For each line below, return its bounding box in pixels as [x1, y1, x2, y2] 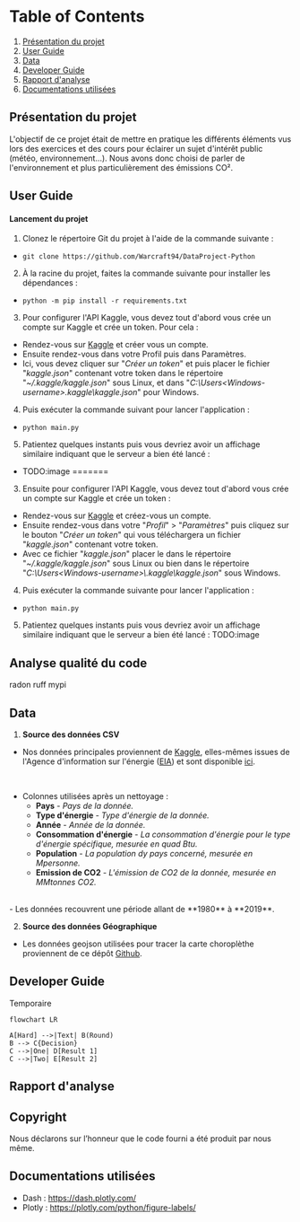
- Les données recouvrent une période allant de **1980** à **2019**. [9, 903, 275, 914]
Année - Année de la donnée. [35, 819, 146, 830]
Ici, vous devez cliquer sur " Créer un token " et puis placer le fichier [21, 358, 270, 369]
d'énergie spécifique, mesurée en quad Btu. [35, 838, 198, 849]
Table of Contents [9, 6, 145, 27]
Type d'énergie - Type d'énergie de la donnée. [35, 810, 210, 821]
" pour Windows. [137, 387, 200, 398]
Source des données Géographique [21, 920, 158, 931]
